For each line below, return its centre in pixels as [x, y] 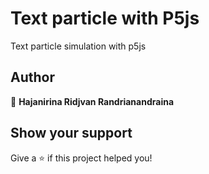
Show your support [71, 133]
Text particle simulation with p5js [78, 46]
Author [32, 77]
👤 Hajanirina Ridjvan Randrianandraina [92, 101]
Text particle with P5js [105, 18]
